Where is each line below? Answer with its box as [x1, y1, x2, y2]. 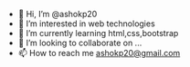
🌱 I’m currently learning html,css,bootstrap [17, 28, 179, 38]
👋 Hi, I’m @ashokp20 [17, 9, 98, 19]
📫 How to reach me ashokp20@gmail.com [17, 48, 181, 58]
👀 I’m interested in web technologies [17, 18, 155, 29]
